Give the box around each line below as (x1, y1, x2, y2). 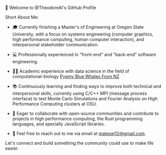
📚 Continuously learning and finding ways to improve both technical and (12, 83, 162, 89)
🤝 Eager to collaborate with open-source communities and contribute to (12, 111, 159, 116)
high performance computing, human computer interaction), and (12, 37, 144, 42)
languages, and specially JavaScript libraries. (12, 121, 105, 127)
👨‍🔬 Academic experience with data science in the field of (12, 68, 130, 74)
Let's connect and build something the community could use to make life (5, 140, 154, 146)
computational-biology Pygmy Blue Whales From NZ (12, 74, 120, 79)
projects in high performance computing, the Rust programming (12, 116, 143, 121)
